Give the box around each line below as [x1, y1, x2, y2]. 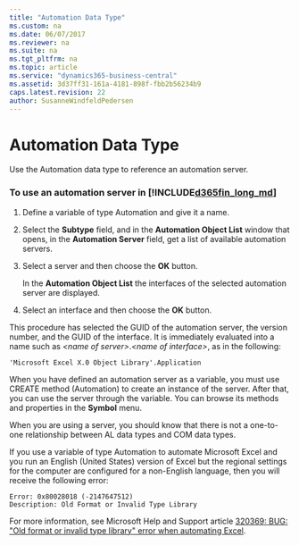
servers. [21, 243, 54, 254]
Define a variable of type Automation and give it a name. [21, 206, 230, 217]
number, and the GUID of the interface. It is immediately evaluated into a [9, 331, 275, 342]
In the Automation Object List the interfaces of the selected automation [21, 278, 287, 289]
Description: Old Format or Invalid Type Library [9, 499, 198, 509]
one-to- [249, 419, 279, 430]
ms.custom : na [9, 21, 62, 30]
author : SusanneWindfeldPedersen [9, 96, 134, 105]
